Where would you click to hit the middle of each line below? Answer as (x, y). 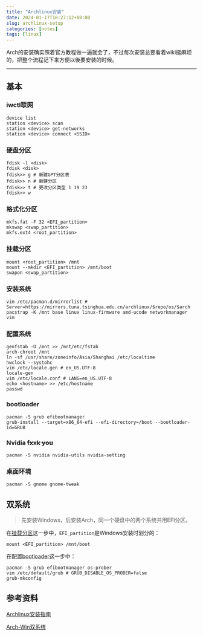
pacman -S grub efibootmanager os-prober (59, 568)
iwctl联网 (20, 105)
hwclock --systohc (29, 363)
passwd (14, 389)
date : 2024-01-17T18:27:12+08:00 (48, 18)
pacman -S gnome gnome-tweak (43, 484)
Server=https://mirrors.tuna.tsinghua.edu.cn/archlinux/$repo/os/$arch (98, 307)
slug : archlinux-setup (35, 23)
